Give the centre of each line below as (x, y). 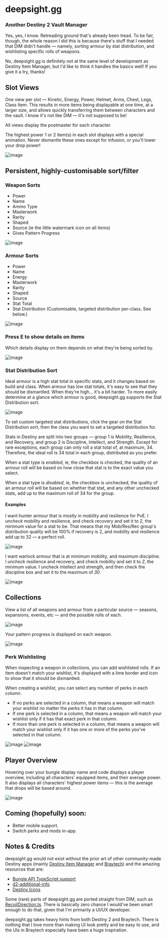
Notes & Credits (30, 846)
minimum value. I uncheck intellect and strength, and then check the (75, 567)
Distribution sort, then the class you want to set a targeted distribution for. (81, 427)
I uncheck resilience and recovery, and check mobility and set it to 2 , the (80, 562)
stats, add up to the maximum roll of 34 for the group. (60, 493)
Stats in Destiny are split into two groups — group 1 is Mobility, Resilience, (81, 437)
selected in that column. (37, 735)
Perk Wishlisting (26, 656)
